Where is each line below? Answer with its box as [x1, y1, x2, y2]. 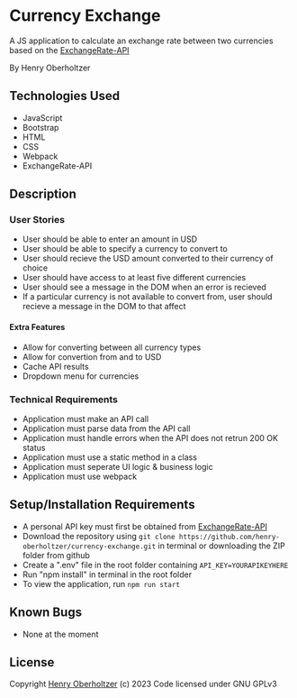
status [22, 442, 46, 453]
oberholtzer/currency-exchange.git [22, 542, 157, 551]
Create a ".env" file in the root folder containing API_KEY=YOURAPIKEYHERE [22, 559, 289, 570]
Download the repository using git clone [22, 530, 175, 541]
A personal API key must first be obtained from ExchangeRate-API [22, 520, 268, 532]
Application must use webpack [22, 471, 138, 482]
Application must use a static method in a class [22, 452, 198, 463]
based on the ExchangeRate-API [9, 44, 130, 55]
